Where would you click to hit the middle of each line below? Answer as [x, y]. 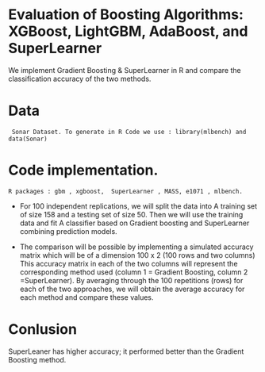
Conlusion [43, 329]
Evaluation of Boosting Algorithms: [126, 15]
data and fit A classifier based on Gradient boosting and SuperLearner [134, 223]
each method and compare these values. [86, 297]
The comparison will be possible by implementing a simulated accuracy [136, 247]
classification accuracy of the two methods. [80, 79]
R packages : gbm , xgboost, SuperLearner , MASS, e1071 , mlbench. [126, 191]
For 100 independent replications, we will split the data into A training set [138, 206]
